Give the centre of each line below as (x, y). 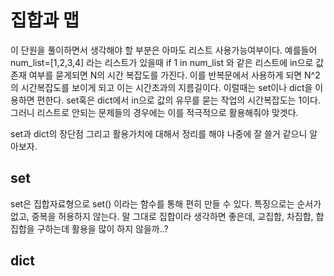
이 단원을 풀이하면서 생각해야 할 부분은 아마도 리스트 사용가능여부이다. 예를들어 (164, 50)
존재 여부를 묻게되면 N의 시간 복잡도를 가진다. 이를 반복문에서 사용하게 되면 (156, 75)
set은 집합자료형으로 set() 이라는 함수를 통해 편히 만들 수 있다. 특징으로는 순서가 (166, 203)
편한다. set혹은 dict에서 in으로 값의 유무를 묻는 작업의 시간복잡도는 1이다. (178, 100)
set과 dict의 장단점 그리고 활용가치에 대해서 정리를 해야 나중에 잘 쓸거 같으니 (159, 133)
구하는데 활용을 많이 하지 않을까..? (102, 228)
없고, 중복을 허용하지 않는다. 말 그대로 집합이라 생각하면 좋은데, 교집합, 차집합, (162, 216)
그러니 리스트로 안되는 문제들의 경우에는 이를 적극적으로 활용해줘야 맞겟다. (154, 112)
